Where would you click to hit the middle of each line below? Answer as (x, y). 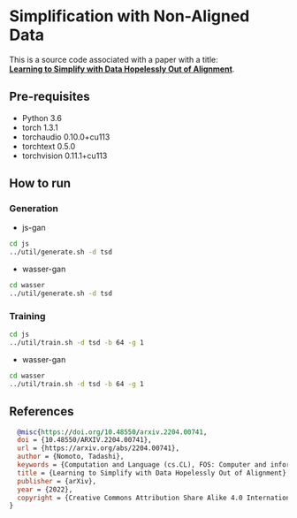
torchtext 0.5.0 (49, 146)
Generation (34, 209)
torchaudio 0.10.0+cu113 (66, 137)
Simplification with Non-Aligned (129, 16)
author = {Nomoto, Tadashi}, (71, 457)
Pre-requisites (49, 97)
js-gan (34, 228)
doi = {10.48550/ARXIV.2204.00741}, (84, 440)
